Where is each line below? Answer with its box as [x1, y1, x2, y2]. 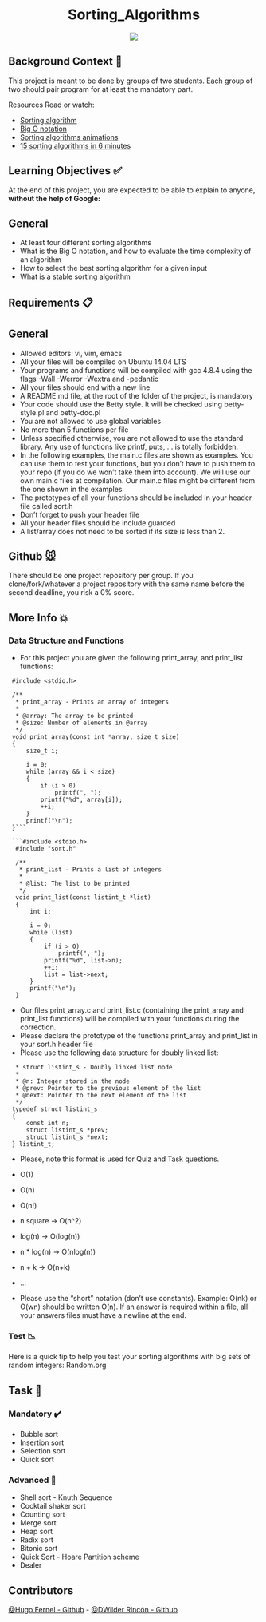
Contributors [8, 1584, 74, 1597]
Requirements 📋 [8, 295, 93, 309]
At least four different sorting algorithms [19, 238, 151, 248]
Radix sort [19, 1535, 53, 1545]
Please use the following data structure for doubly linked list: [19, 1048, 219, 1057]
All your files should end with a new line [19, 382, 151, 392]
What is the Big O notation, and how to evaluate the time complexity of [19, 246, 252, 256]
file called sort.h [19, 501, 73, 510]
